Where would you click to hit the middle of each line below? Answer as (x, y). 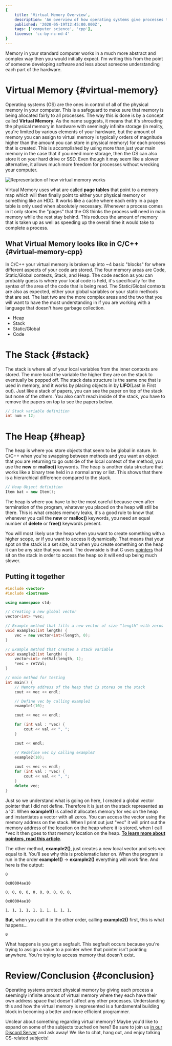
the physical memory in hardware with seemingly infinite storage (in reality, (84, 126)
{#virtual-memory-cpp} (44, 252)
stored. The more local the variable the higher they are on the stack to (79, 374)
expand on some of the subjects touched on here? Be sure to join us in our (84, 1027)
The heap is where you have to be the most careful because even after (80, 502)
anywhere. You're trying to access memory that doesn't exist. (70, 955)
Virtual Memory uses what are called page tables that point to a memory (82, 190)
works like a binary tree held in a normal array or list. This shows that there (84, 473)
